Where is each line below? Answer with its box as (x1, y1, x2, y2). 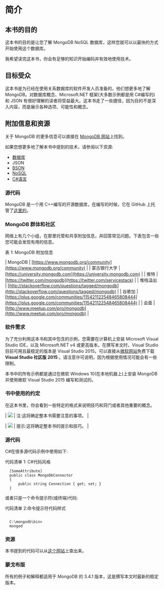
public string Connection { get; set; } (18, 481, 102, 487)
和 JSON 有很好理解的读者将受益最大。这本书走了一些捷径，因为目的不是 (5, 97, 152, 103)
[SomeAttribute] (9, 469, 42, 474)
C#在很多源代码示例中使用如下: (5, 449, 68, 454)
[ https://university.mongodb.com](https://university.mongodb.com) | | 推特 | (5, 271, 158, 277)
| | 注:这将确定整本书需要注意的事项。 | (5, 412, 89, 418)
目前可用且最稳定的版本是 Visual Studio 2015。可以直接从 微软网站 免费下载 (5, 348, 155, 354)
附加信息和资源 (5, 119, 50, 128)
